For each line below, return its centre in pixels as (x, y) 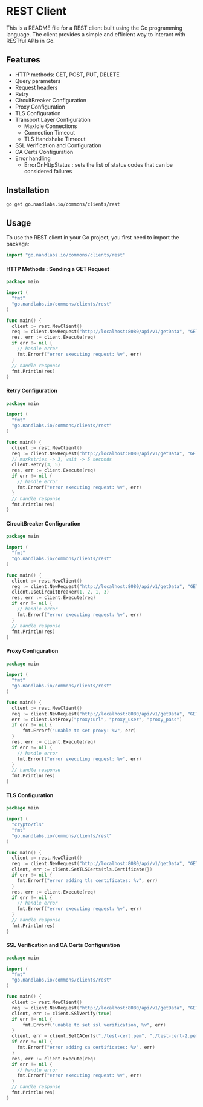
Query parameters (38, 81)
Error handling (33, 158)
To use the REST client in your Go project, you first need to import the (93, 238)
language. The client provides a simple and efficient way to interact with (96, 34)
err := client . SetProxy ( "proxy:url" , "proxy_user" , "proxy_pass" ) (97, 720)
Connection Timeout (50, 132)
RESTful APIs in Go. (31, 41)
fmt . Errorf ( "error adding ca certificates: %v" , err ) (86, 1048)
